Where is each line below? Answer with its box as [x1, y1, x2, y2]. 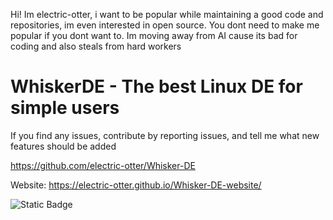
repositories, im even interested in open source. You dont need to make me [10, 19, 320, 31]
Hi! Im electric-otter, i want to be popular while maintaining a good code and [10, 9, 324, 20]
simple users [10, 97, 120, 119]
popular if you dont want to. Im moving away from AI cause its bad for [10, 30, 298, 41]
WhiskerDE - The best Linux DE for [10, 75, 303, 98]
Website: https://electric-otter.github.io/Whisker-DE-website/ [10, 179, 262, 191]
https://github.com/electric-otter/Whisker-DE [10, 159, 196, 171]
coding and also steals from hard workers [10, 40, 182, 52]
